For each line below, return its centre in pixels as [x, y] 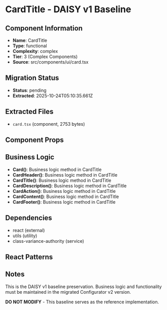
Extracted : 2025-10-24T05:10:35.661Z [53, 96]
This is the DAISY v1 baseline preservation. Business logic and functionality [83, 287]
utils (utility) [25, 236]
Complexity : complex [35, 51]
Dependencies [29, 218]
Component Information [44, 28]
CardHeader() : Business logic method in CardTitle [65, 175]
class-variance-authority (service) [48, 241]
